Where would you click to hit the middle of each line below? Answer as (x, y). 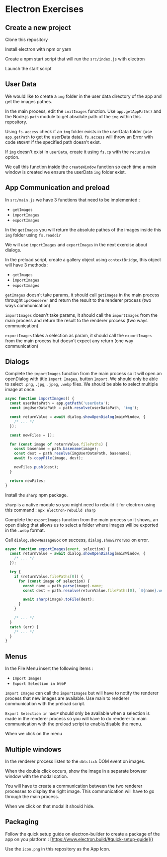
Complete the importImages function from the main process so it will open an (83, 374)
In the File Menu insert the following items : (49, 668)
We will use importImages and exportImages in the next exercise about (76, 244)
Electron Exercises (44, 9)
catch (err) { (24, 627)
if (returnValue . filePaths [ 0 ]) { (49, 576)
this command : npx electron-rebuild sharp (50, 510)
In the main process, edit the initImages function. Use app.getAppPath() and (83, 111)
